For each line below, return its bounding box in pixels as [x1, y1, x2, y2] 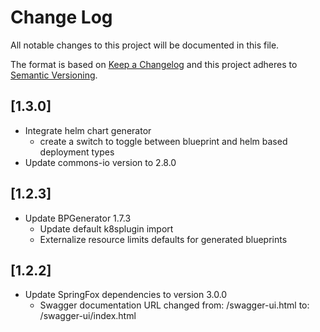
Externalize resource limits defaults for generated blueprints [39, 233, 288, 245]
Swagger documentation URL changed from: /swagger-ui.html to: [39, 299, 310, 311]
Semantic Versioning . [10, 69, 98, 81]
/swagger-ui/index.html [39, 310, 137, 322]
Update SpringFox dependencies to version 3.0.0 [24, 289, 228, 301]
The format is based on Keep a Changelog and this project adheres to [10, 58, 298, 70]
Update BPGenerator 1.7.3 [24, 212, 132, 224]
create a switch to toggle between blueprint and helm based [39, 135, 288, 147]
